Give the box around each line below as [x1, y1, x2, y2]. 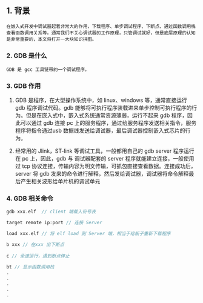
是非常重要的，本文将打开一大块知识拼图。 [6, 36, 97, 42]
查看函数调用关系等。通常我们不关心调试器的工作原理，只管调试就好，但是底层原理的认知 [6, 30, 196, 36]
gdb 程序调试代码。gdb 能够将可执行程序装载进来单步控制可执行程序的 [15, 104, 192, 112]
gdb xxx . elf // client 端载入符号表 [6, 208, 96, 215]
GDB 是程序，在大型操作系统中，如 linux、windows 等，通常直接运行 [15, 96, 187, 104]
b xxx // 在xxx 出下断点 [6, 242, 65, 248]
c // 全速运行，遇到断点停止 [6, 253, 70, 259]
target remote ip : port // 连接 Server [6, 219, 102, 225]
